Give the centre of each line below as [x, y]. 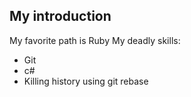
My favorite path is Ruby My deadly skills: [95, 40]
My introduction [60, 16]
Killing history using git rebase [86, 81]
